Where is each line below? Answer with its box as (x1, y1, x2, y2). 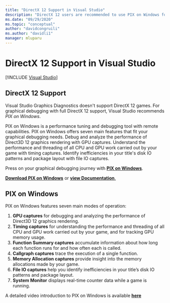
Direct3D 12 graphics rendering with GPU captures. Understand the (5, 139, 146, 145)
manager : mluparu (5, 36, 42, 41)
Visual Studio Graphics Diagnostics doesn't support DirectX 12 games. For (5, 102, 160, 108)
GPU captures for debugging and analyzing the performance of (12, 213, 146, 219)
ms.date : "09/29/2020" (5, 17, 53, 22)
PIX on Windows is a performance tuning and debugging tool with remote (5, 123, 158, 129)
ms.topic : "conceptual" (5, 21, 56, 27)
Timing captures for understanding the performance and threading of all (12, 223, 164, 230)
